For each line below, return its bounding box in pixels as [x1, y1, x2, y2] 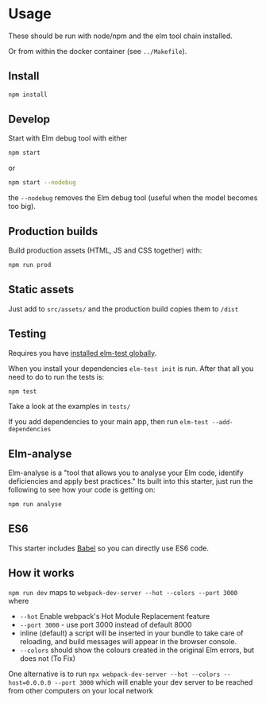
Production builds [8, 224, 98, 238]
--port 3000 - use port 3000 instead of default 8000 [19, 620, 192, 629]
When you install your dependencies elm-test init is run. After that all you [8, 363, 254, 373]
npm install [8, 91, 48, 98]
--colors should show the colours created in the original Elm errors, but [19, 645, 255, 655]
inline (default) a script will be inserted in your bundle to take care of [19, 628, 244, 638]
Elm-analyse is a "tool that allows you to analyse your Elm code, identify [8, 468, 244, 477]
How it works [8, 566, 75, 580]
